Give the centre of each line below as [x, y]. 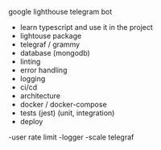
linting [30, 61]
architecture [40, 96]
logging [33, 79]
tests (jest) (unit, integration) [67, 113]
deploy [31, 121]
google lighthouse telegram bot [60, 12]
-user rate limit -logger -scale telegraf [71, 137]
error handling [43, 70]
